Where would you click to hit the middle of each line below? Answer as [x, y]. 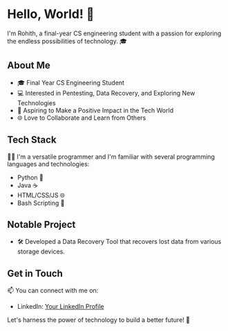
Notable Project [41, 224]
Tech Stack [32, 140]
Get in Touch [35, 273]
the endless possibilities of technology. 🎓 [67, 41]
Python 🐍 [30, 177]
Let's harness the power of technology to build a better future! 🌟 [98, 320]
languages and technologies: [48, 164]
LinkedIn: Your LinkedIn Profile [60, 307]
